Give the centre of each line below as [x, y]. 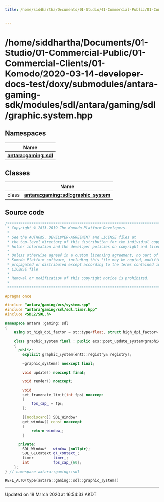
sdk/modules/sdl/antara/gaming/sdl [81, 105]
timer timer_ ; [46, 458]
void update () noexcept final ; [54, 372]
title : [12, 10]
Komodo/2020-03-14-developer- [74, 74]
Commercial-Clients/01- [55, 63]
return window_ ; [48, 431]
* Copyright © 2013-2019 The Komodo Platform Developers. [67, 228]
